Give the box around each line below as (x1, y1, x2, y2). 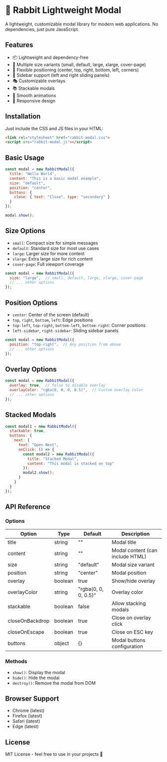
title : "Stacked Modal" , (27, 456, 79, 461)
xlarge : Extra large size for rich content (12, 255, 93, 261)
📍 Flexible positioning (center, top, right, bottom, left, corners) (12, 67, 139, 73)
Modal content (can (111, 547, 158, 554)
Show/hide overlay (111, 577, 156, 584)
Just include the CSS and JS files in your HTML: (5, 125, 103, 131)
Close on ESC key (111, 629, 153, 636)
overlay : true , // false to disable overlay (9, 383, 106, 388)
